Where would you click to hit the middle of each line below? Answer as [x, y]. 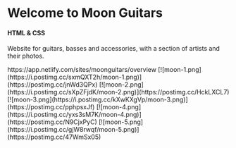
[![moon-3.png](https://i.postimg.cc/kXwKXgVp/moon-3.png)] [98, 99]
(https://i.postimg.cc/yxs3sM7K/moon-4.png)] [75, 115]
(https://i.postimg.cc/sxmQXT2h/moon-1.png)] [75, 77]
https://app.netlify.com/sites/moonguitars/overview [82, 70]
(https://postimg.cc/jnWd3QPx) [52, 85]
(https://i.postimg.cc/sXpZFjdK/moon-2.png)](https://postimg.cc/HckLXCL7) [118, 92]
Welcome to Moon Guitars [85, 13]
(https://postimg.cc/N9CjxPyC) [52, 122]
